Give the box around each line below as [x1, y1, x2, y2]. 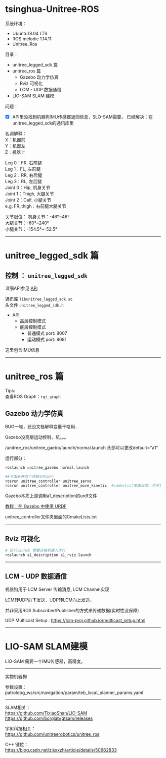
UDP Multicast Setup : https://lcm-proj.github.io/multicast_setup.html [5, 617, 146, 623]
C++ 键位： [5, 741, 29, 747]
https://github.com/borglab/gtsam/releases [5, 715, 93, 721]
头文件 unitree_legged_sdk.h [5, 302, 64, 308]
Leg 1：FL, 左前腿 [5, 166, 41, 172]
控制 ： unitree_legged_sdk [5, 271, 88, 280]
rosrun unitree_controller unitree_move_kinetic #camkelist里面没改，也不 [5, 483, 160, 488]
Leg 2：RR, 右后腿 [5, 172, 42, 178]
